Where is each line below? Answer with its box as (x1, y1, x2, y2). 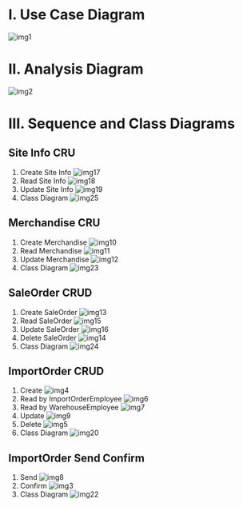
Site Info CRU (8, 146, 76, 160)
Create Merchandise (19, 238, 88, 247)
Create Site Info (19, 167, 72, 177)
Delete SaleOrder (19, 333, 78, 342)
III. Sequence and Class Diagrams (8, 114, 236, 133)
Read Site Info (19, 176, 66, 186)
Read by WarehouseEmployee (19, 402, 119, 413)
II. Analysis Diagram (8, 60, 144, 78)
